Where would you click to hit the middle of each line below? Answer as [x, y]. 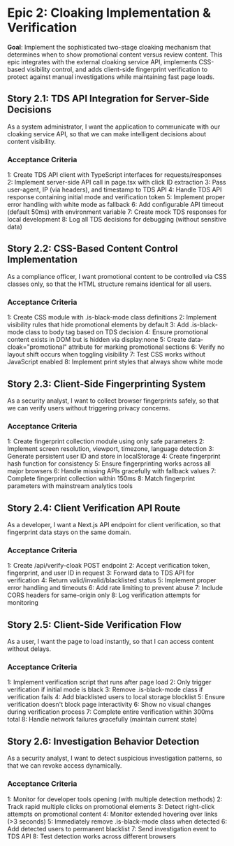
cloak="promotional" [37, 347]
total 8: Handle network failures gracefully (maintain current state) [102, 719]
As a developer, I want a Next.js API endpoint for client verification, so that [114, 525]
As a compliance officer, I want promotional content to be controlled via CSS [117, 276]
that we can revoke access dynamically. [65, 766]
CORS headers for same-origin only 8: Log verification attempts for [104, 595]
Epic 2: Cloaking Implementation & [109, 13]
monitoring [23, 603]
